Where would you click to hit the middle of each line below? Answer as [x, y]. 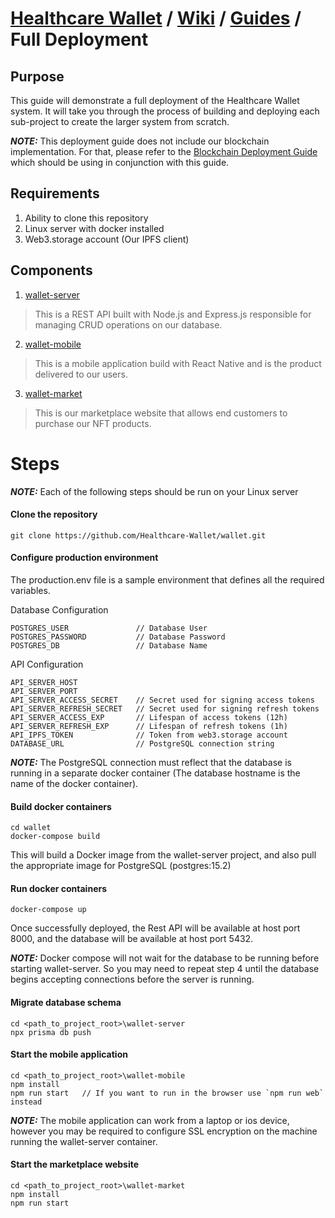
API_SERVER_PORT [44, 691]
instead [26, 1102]
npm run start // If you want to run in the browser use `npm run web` [167, 1093]
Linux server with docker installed [94, 228]
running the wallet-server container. [84, 1141]
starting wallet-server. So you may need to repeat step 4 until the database [165, 969]
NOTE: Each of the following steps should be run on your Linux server [154, 491]
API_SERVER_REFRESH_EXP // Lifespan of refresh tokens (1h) [149, 726]
